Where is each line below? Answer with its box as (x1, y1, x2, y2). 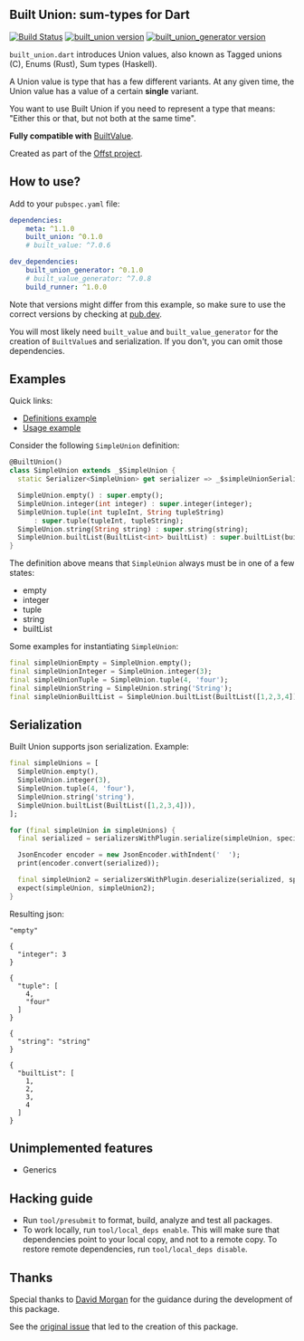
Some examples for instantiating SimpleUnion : (9, 641, 179, 652)
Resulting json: (9, 908, 65, 919)
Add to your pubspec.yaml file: (9, 198, 120, 209)
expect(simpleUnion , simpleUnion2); (17, 883, 156, 893)
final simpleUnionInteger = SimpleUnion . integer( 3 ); (9, 667, 213, 676)
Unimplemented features (9, 1141, 154, 1156)
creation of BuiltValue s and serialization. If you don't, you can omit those (9, 335, 283, 347)
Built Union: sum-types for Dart (9, 7, 190, 23)
